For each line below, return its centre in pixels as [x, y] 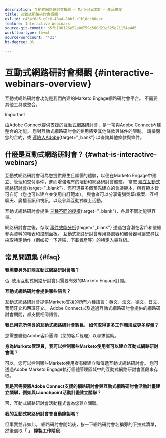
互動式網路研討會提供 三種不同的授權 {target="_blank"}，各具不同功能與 [78, 211]
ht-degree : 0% [20, 42]
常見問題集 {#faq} [33, 257]
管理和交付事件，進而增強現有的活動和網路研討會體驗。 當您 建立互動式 [87, 181]
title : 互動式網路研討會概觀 [32, 14]
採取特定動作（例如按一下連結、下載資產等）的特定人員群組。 [68, 240]
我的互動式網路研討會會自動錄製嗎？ [42, 414]
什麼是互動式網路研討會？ [44, 154]
